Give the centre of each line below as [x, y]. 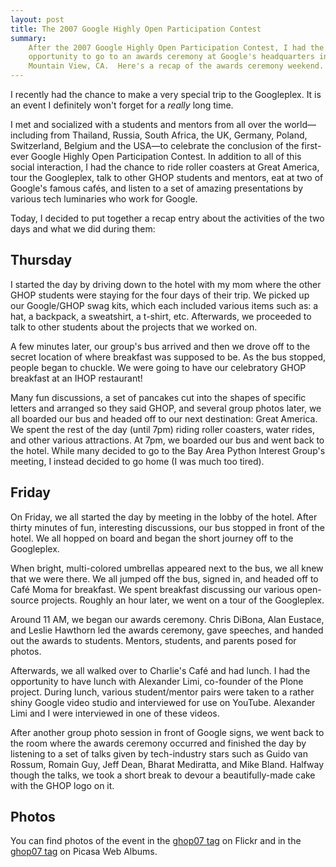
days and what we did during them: [83, 229]
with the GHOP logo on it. [62, 785]
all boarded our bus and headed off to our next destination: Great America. [164, 418]
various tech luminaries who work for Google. [104, 199]
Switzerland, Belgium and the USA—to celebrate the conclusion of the [155, 145]
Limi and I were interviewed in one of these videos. [115, 713]
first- [311, 145]
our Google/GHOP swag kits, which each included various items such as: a [164, 305]
